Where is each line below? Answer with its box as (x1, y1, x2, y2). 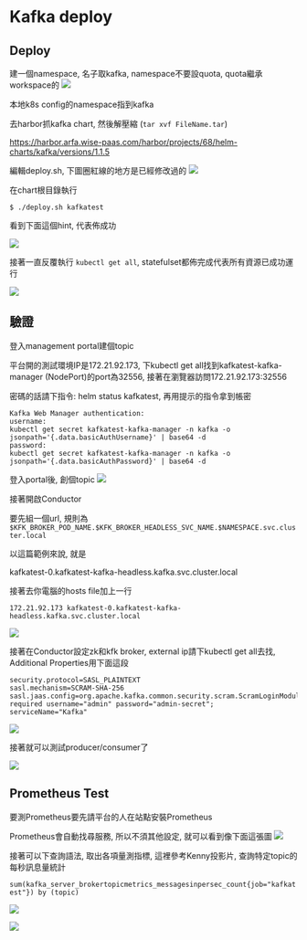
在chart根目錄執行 (9, 185, 78, 195)
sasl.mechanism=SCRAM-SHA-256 (9, 683, 125, 692)
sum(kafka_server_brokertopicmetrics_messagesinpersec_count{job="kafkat (9, 880, 297, 889)
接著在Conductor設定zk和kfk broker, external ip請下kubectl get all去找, (9, 646, 276, 657)
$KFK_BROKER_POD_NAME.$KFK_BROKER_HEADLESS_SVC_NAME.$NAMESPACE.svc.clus (9, 523, 297, 532)
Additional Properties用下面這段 (9, 657, 130, 668)
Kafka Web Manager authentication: (9, 408, 145, 417)
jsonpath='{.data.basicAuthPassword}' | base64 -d (9, 457, 206, 466)
